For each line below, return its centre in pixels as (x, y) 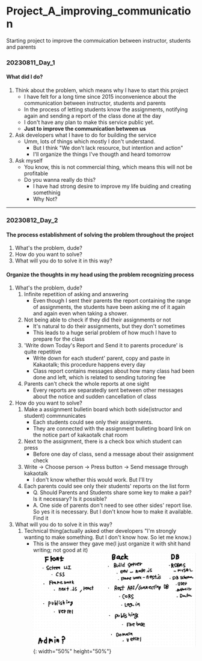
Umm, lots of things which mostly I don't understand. (90, 141)
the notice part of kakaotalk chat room (80, 435)
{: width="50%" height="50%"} (72, 651)
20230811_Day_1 (31, 63)
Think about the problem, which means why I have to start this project (101, 90)
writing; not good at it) (60, 550)
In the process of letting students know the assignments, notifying (106, 110)
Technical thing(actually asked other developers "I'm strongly (100, 531)
